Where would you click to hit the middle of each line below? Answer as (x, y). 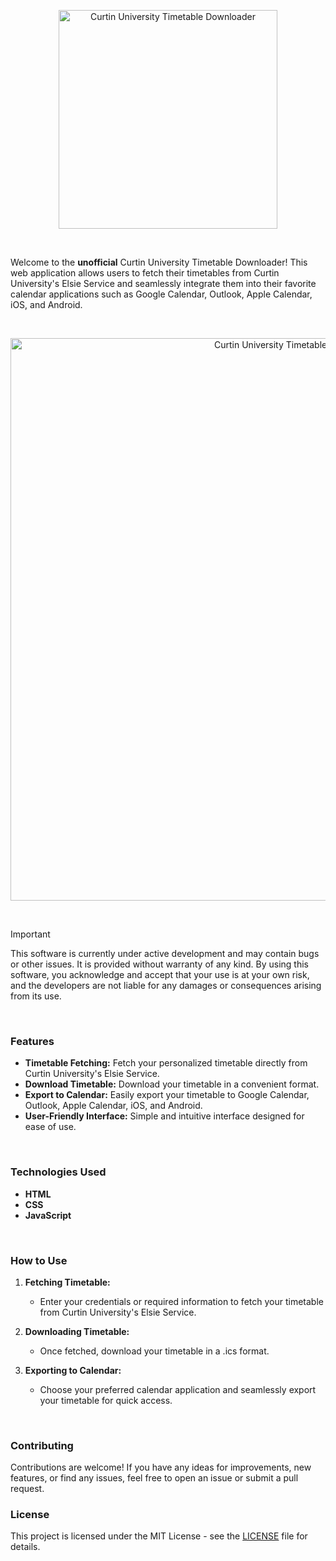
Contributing (42, 1445)
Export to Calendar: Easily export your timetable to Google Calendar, (167, 1095)
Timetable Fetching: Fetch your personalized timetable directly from (166, 1063)
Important (30, 934)
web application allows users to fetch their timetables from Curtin (145, 273)
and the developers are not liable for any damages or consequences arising (166, 985)
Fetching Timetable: (67, 1282)
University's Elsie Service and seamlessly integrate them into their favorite (163, 283)
